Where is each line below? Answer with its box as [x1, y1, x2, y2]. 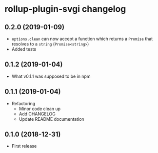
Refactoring [11, 100, 36, 106]
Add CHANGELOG [19, 111, 56, 117]
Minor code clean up [19, 106, 61, 111]
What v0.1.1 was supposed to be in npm [11, 73, 91, 79]
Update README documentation [19, 116, 84, 122]
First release [11, 143, 37, 149]
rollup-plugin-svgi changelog [4, 3, 126, 15]
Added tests [11, 46, 37, 52]
